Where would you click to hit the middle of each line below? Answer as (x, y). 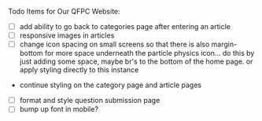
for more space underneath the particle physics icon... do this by (149, 53)
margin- (224, 44)
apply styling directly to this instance (79, 70)
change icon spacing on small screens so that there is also (114, 44)
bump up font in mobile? (59, 109)
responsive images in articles (67, 35)
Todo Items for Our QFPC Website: (64, 11)
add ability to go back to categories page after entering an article (125, 26)
